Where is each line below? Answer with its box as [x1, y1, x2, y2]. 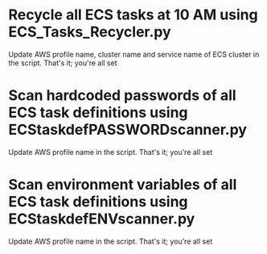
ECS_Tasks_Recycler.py [8, 23, 171, 41]
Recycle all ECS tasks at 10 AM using [8, 6, 259, 24]
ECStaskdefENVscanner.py [8, 210, 195, 228]
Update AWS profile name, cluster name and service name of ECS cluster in [8, 49, 260, 59]
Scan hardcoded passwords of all [8, 86, 236, 105]
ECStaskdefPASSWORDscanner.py [8, 121, 248, 139]
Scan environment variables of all [8, 176, 237, 194]
